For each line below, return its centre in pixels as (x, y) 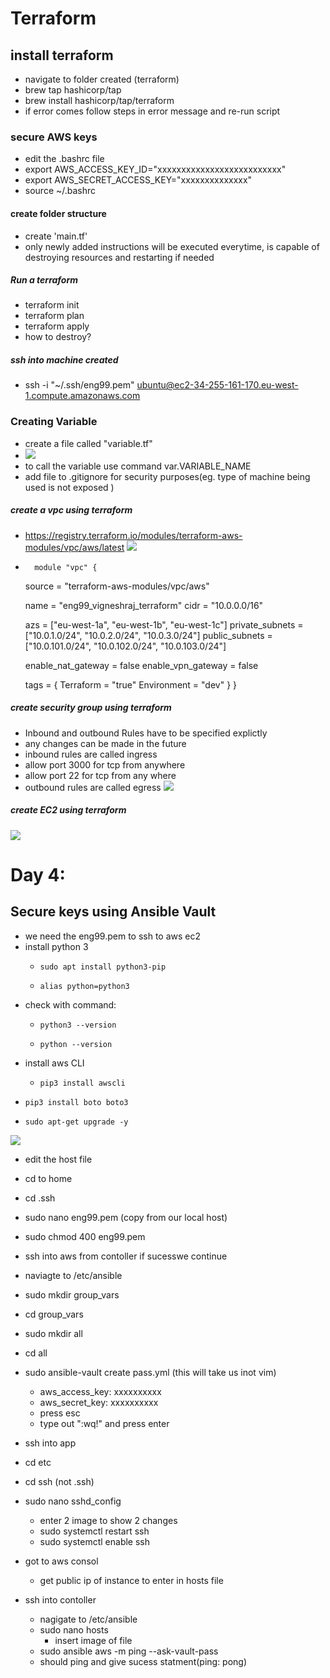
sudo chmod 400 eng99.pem (85, 1236)
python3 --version (78, 1025)
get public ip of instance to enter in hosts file (131, 1580)
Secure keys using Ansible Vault (113, 912)
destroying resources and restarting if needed (119, 257)
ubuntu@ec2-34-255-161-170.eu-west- (217, 385)
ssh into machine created (64, 360)
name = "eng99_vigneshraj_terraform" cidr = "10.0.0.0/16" (144, 605)
